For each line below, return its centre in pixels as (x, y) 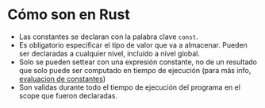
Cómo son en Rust (69, 15)
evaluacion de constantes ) (62, 79)
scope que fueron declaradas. (68, 95)
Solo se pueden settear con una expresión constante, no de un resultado (138, 62)
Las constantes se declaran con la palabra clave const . (109, 37)
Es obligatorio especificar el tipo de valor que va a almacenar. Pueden (133, 44)
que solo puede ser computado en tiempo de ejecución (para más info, (135, 70)
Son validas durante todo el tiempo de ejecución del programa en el (130, 87)
